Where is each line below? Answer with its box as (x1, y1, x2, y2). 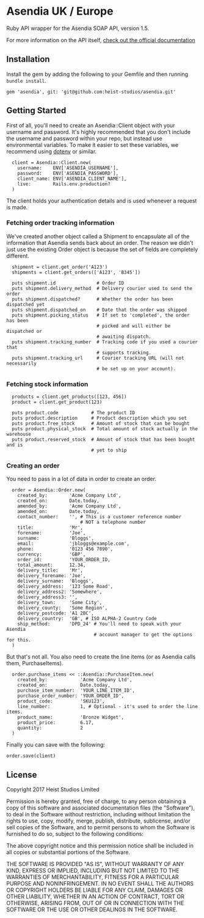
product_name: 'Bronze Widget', (17, 714, 124, 720)
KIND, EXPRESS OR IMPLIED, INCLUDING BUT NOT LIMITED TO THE (6, 867, 180, 875)
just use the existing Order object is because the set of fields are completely (6, 245, 199, 253)
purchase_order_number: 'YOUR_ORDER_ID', (17, 693, 124, 699)
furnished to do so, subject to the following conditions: (6, 830, 144, 838)
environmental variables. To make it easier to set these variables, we (6, 141, 179, 148)
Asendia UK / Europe (6, 4, 114, 18)
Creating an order (6, 461, 60, 470)
